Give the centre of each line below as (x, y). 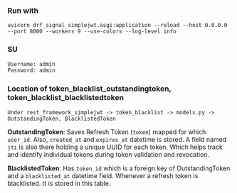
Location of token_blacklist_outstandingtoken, (90, 89)
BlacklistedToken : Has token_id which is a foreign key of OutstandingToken (119, 168)
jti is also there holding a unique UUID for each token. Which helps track (115, 147)
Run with (23, 11)
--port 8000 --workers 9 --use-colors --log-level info (92, 32)
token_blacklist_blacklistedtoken (66, 98)
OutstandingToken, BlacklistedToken (62, 118)
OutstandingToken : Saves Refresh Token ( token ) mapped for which (107, 132)
